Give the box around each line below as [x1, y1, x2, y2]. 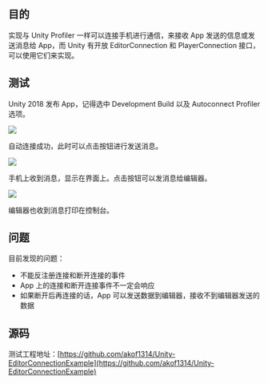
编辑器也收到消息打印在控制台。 [8, 205, 114, 215]
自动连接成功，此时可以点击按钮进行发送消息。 [8, 141, 162, 151]
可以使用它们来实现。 [8, 51, 78, 60]
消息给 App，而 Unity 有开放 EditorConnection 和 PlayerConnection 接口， [14, 40, 260, 50]
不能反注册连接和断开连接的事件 [19, 271, 126, 281]
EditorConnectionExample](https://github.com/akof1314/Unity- [8, 358, 214, 368]
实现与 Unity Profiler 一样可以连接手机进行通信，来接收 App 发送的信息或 [8, 30, 249, 40]
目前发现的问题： [8, 253, 65, 263]
